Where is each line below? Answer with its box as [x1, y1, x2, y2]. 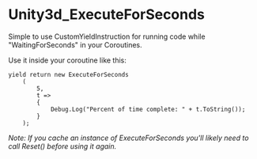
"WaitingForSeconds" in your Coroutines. [8, 40, 142, 49]
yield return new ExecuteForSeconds [8, 70, 129, 78]
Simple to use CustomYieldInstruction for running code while [8, 32, 206, 41]
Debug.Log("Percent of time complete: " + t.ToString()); [50, 105, 246, 113]
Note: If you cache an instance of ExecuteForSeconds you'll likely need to [8, 133, 249, 142]
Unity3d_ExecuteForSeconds [8, 6, 206, 24]
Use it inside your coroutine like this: [8, 55, 127, 65]
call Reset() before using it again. [8, 141, 117, 151]
